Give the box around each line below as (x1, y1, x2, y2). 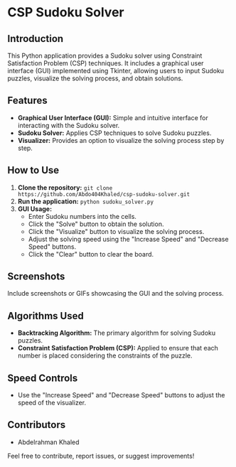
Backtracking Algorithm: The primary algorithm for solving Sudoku (17, 328, 215, 338)
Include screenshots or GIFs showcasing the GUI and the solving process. (7, 289, 224, 298)
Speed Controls (7, 372, 78, 384)
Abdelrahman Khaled (17, 438, 80, 446)
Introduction (7, 33, 64, 45)
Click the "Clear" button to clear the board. (28, 249, 154, 258)
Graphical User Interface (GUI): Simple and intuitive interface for (17, 113, 208, 122)
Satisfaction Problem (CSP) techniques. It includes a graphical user (7, 59, 204, 68)
